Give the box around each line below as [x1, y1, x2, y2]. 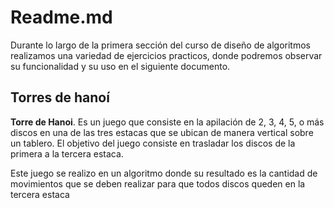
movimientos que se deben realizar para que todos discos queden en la [10, 177, 306, 190]
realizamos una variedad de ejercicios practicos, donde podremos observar [10, 49, 323, 61]
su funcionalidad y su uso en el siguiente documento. [10, 60, 231, 72]
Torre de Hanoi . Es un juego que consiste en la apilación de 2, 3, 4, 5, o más [10, 116, 325, 128]
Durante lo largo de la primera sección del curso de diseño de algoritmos [10, 39, 311, 51]
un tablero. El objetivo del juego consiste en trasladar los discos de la [10, 137, 296, 149]
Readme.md [10, 6, 113, 29]
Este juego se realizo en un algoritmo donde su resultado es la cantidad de [10, 167, 318, 179]
